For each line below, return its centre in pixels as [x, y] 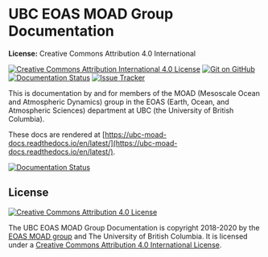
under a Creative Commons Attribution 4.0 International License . [115, 245]
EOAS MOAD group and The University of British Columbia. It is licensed [128, 236]
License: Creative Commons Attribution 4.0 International [102, 53]
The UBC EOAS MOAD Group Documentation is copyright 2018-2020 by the [134, 227]
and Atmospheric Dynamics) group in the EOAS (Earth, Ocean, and [119, 102]
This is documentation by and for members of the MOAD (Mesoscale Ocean [134, 93]
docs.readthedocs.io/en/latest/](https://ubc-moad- [93, 143]
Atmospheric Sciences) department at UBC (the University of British [121, 110]
